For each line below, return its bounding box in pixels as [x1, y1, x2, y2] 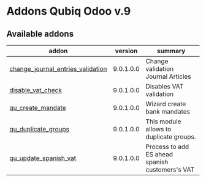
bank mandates [145, 107, 190, 115]
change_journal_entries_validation [9, 65, 107, 73]
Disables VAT [145, 82, 184, 90]
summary [156, 47, 186, 55]
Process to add [145, 142, 189, 151]
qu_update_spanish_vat [9, 154, 77, 162]
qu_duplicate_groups [9, 125, 69, 133]
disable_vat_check [9, 86, 63, 94]
